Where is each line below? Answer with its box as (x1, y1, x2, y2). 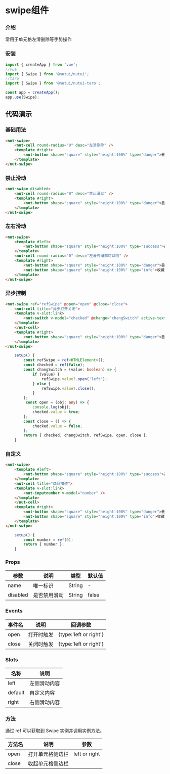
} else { (32, 381, 51, 386)
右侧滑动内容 (29, 699, 60, 706)
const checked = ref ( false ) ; (23, 362, 85, 368)
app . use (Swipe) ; (5, 95, 39, 100)
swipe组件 (5, 5, 49, 16)
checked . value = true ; (32, 409, 80, 415)
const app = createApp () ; (5, 90, 60, 95)
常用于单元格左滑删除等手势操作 (5, 36, 72, 42)
